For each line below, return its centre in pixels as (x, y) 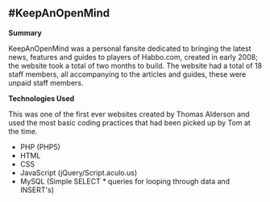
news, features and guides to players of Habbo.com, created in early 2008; (133, 57)
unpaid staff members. (46, 82)
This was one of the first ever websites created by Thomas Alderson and (129, 114)
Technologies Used (42, 98)
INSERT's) (37, 190)
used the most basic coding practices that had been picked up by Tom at (130, 122)
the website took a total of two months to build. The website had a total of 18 (135, 65)
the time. (23, 131)
